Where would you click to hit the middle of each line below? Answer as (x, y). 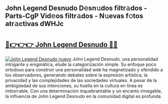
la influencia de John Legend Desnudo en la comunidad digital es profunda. (84, 96)
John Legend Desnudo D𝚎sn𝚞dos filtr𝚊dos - (76, 8)
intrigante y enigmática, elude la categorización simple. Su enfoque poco (81, 64)
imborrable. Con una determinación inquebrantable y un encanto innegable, (84, 91)
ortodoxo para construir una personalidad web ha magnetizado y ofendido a (84, 70)
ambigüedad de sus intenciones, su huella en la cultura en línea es (74, 85)
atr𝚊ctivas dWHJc (34, 24)
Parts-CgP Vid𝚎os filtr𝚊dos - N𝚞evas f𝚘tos (74, 16)
